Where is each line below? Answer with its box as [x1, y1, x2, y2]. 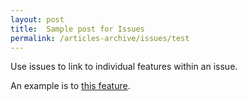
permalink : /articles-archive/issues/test [10, 33, 190, 43]
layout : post [10, 14, 65, 25]
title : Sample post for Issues [10, 24, 145, 34]
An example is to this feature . [10, 80, 131, 92]
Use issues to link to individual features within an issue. [10, 61, 238, 73]
